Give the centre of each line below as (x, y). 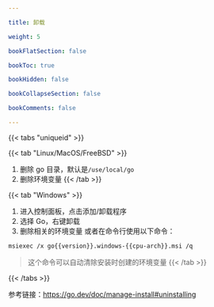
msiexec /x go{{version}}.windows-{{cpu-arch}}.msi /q (101, 246)
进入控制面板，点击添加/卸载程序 (73, 211)
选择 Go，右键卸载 (50, 221)
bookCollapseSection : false (55, 94)
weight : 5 (25, 36)
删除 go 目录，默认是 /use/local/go (77, 169)
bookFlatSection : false (48, 51)
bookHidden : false (38, 80)
